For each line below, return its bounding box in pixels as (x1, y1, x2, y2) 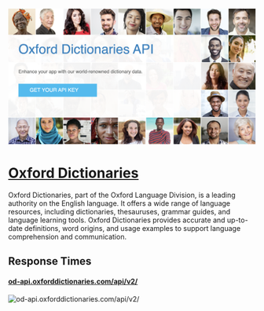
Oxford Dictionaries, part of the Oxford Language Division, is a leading (8, 190, 236, 200)
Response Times (8, 254, 92, 268)
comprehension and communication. (8, 232, 127, 242)
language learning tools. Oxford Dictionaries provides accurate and (8, 215, 225, 225)
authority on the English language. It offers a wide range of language (8, 199, 230, 208)
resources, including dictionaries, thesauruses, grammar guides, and (8, 207, 231, 217)
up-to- (226, 215, 249, 225)
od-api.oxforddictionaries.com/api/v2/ (8, 276, 138, 287)
